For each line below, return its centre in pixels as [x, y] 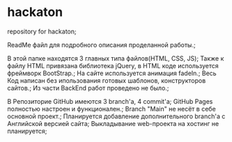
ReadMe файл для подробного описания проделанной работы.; [102, 45]
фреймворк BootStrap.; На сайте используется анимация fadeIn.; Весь [112, 73]
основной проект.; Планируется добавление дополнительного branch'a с [116, 116]
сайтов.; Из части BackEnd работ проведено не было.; [88, 88]
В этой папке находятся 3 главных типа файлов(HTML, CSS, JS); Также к [116, 58]
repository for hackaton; [42, 31]
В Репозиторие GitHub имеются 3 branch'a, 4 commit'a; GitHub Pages [110, 101]
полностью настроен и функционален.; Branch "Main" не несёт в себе [111, 109]
